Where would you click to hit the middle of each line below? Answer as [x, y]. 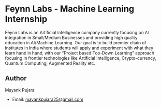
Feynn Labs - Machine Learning [70, 9]
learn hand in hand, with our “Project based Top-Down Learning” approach [80, 53]
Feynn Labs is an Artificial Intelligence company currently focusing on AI [77, 32]
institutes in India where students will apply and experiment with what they [79, 48]
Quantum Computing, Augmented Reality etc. [50, 63]
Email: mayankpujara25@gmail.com [48, 99]
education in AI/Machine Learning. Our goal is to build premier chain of [76, 42]
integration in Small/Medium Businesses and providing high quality [71, 38]
